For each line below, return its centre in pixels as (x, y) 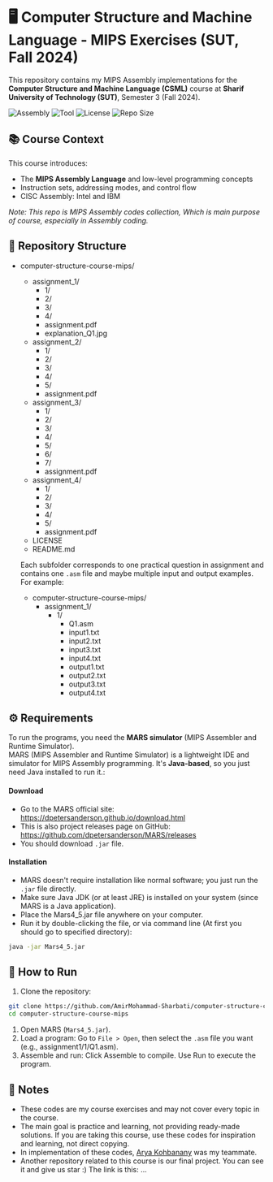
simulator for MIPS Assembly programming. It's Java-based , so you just (129, 764)
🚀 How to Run (43, 972)
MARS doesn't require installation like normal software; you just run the (139, 880)
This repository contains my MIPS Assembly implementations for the (123, 80)
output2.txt (87, 675)
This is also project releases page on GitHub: (95, 826)
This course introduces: (48, 163)
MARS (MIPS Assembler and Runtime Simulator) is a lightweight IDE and (129, 755)
